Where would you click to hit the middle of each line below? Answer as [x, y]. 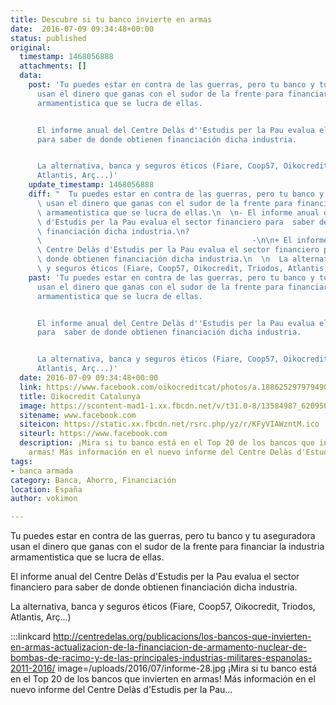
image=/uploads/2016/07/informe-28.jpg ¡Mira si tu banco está [187, 668]
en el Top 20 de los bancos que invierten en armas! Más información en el [163, 679]
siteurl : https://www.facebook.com [93, 434]
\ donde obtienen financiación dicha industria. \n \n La [162, 259]
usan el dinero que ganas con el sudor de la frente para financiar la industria [167, 547]
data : [31, 76]
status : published [48, 38]
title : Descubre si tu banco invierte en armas [111, 19]
